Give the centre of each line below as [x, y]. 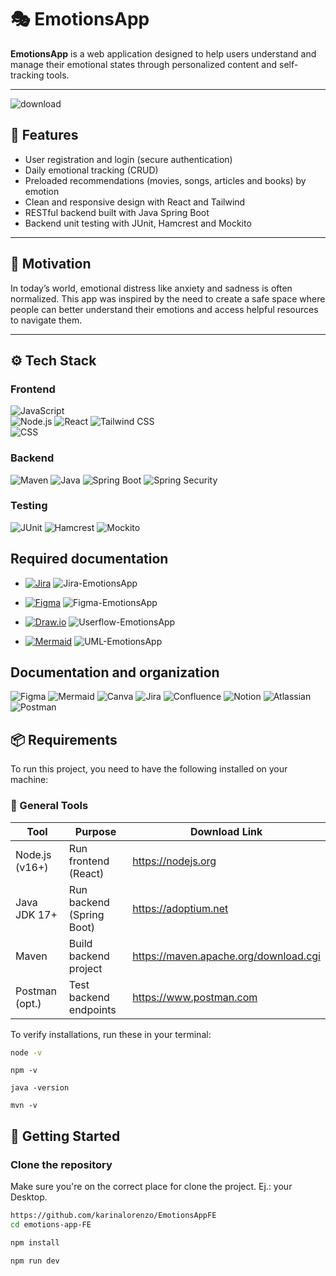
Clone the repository [61, 1164]
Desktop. [29, 1197]
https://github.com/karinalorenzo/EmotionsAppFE [113, 1216]
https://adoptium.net [180, 908]
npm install [35, 1242]
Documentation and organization [115, 672]
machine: [29, 780]
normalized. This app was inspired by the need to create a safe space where [168, 298]
